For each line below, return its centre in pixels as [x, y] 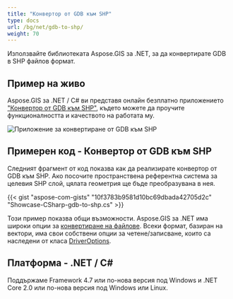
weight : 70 [23, 34]
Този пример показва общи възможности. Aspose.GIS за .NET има [108, 218]
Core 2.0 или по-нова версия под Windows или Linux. [88, 288]
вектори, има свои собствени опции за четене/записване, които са [109, 233]
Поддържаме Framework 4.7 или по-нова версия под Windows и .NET [113, 280]
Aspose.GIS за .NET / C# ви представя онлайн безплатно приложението [115, 100]
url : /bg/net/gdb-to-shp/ [45, 27]
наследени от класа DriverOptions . [59, 240]
